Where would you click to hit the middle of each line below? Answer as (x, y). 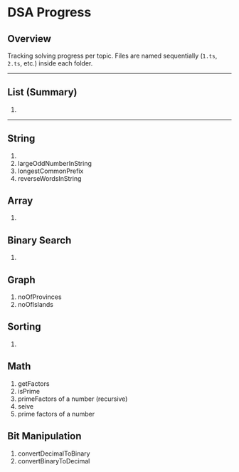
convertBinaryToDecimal (54, 461)
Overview (30, 39)
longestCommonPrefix (51, 171)
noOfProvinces (39, 297)
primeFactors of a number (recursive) (73, 399)
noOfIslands (35, 305)
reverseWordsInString (49, 178)
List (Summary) (42, 92)
